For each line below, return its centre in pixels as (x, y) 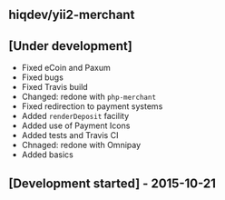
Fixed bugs (43, 77)
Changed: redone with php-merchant (88, 97)
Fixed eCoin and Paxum (66, 68)
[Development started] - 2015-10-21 (112, 183)
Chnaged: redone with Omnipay (81, 145)
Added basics (48, 155)
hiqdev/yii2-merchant (72, 15)
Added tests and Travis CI (70, 135)
